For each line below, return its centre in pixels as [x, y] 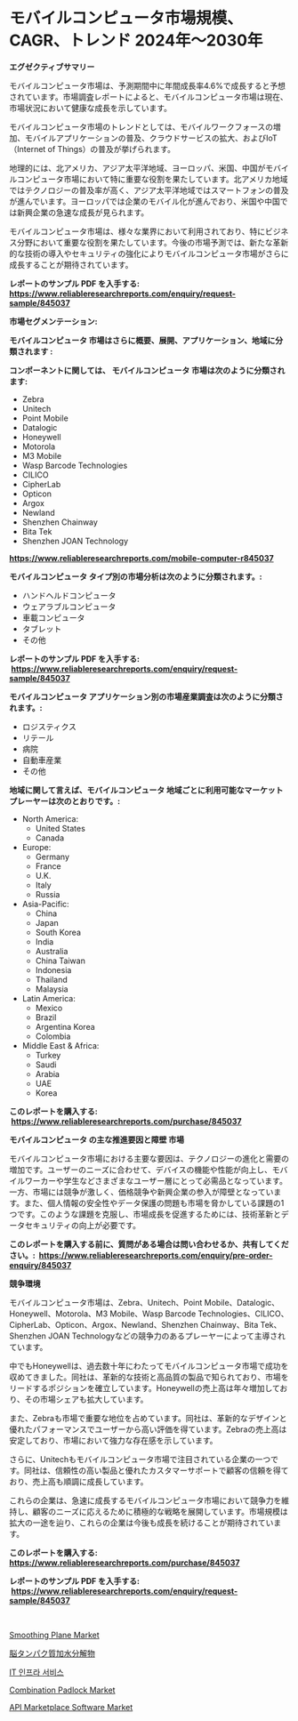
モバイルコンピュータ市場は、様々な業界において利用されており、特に [137, 231]
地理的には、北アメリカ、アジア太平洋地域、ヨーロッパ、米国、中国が [137, 168]
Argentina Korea [65, 1026]
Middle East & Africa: [60, 1045]
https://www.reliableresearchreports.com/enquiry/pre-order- [156, 1255]
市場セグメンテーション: [53, 321]
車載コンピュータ [53, 617]
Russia [48, 894]
